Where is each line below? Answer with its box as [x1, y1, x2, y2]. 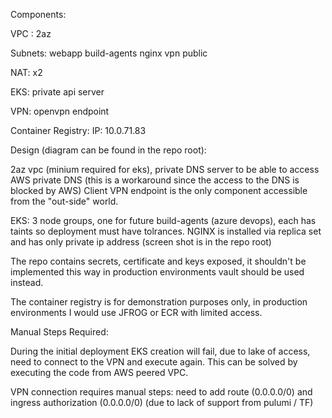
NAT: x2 [10, 67, 43, 78]
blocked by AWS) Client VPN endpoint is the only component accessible [10, 185, 308, 196]
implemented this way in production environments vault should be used [10, 266, 305, 278]
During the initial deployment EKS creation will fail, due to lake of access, [10, 345, 311, 357]
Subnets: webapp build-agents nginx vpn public [10, 47, 208, 59]
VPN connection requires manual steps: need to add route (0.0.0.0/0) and [10, 386, 313, 398]
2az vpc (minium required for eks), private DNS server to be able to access [10, 164, 320, 175]
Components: [10, 9, 67, 20]
